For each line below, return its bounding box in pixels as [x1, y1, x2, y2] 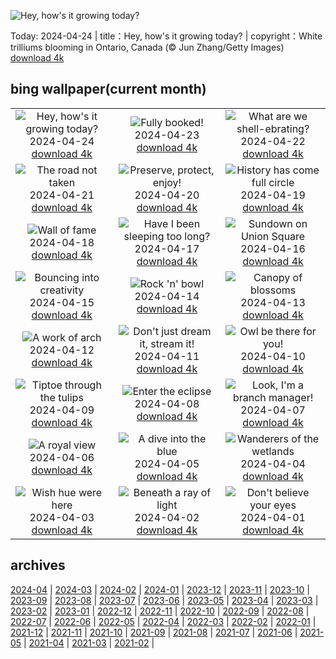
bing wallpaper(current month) [10, 81, 207, 98]
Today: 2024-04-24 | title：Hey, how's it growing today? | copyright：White [10, 30, 323, 42]
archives [10, 557, 66, 574]
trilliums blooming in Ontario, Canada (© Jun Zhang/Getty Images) [10, 41, 285, 53]
